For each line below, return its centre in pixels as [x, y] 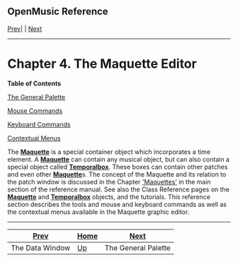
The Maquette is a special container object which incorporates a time [109, 152]
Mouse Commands [35, 111]
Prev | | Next [25, 28]
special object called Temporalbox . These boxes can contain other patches [118, 167]
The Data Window [41, 248]
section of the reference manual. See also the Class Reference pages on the [119, 189]
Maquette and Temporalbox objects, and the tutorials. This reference [109, 196]
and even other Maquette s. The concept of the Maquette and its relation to [117, 174]
